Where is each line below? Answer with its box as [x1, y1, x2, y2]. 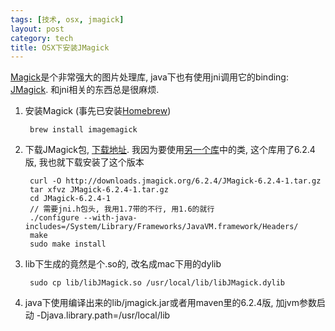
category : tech [10, 33, 74, 43]
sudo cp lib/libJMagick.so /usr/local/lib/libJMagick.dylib [29, 278, 286, 288]
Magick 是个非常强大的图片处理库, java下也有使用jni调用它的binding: [10, 71, 289, 83]
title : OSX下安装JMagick [10, 42, 110, 53]
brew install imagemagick [29, 125, 138, 135]
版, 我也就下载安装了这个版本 [24, 156, 145, 168]
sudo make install [29, 239, 107, 250]
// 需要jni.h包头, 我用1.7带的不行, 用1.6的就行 [29, 204, 215, 215]
